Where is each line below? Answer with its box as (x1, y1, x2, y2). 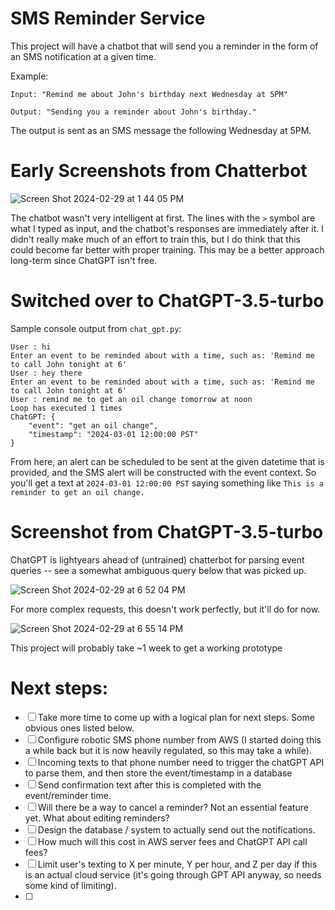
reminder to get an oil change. (10, 487, 145, 497)
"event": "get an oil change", (28, 420, 159, 431)
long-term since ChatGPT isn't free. (10, 254, 158, 266)
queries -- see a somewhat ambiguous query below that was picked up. (10, 564, 307, 576)
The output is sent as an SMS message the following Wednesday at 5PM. (10, 124, 312, 136)
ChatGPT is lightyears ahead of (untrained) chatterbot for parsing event (10, 553, 305, 566)
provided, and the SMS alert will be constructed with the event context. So (10, 466, 317, 478)
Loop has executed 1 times (10, 403, 123, 413)
